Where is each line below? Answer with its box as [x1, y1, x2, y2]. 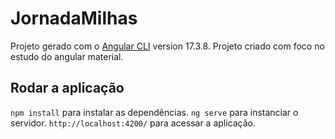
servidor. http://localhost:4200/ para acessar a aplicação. [10, 117, 257, 129]
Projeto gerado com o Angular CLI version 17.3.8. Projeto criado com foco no [10, 40, 325, 52]
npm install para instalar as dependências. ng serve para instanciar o [10, 106, 299, 118]
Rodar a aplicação [10, 80, 125, 97]
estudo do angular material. [10, 50, 124, 62]
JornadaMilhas [10, 7, 138, 30]
